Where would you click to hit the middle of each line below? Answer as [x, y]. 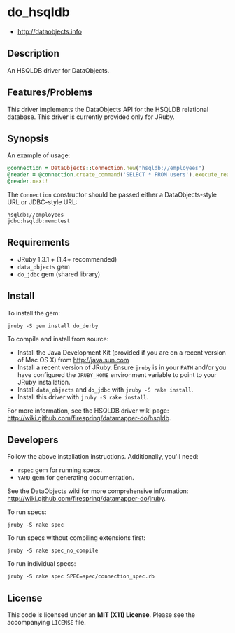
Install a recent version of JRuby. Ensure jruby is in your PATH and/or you [122, 367]
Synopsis [28, 138]
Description [33, 54]
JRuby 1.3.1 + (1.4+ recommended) [67, 259]
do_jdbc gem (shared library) [59, 274]
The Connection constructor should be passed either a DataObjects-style [112, 194]
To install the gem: [34, 313]
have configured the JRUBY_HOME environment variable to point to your [117, 374]
